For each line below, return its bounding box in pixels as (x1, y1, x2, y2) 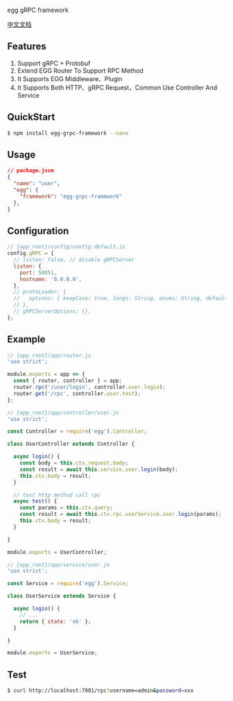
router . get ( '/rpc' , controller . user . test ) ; (13, 390, 141, 397)
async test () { (13, 498, 58, 505)
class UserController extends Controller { (7, 440, 135, 448)
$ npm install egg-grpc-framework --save (7, 130, 129, 137)
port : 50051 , (19, 269, 58, 276)
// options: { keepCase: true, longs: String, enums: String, (13, 295, 203, 302)
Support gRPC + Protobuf (17, 59, 91, 67)
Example (7, 334, 46, 345)
